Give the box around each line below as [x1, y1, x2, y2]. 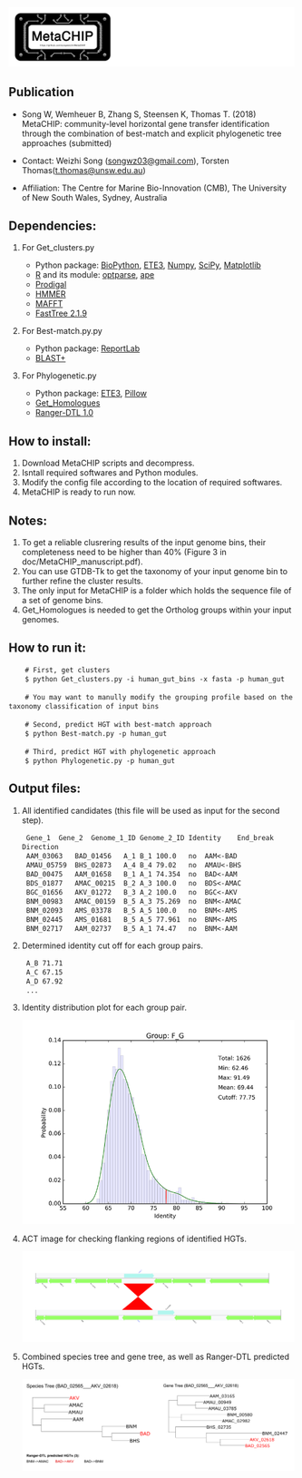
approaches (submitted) [21, 137, 112, 148]
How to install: [8, 434, 92, 449]
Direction [21, 842, 60, 851]
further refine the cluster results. [21, 575, 144, 587]
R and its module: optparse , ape [34, 269, 155, 280]
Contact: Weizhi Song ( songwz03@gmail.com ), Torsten [21, 155, 229, 166]
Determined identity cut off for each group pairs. [21, 940, 203, 951]
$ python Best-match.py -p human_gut [24, 729, 168, 738]
